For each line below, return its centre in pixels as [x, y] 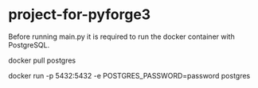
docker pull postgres [42, 60]
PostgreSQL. [29, 44]
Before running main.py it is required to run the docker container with [121, 36]
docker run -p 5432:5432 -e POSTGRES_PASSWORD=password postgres [129, 75]
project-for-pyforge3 [80, 15]
